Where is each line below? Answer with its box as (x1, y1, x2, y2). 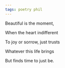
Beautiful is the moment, (5, 20, 55, 26)
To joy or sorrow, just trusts (5, 39, 60, 45)
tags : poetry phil (5, 7, 43, 12)
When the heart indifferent (5, 29, 59, 35)
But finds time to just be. (5, 57, 55, 63)
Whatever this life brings (5, 48, 55, 54)
